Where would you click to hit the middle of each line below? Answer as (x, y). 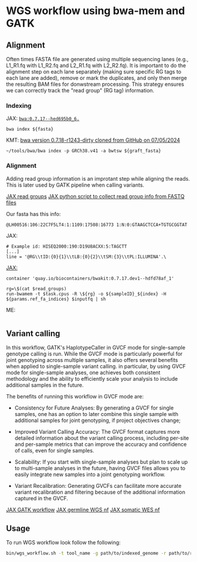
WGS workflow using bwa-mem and (96, 11)
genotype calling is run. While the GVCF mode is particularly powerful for (94, 354)
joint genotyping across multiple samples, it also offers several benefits (92, 360)
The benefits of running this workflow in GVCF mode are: (75, 397)
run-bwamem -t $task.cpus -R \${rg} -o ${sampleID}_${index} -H (86, 294)
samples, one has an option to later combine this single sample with (96, 414)
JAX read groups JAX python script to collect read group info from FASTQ (95, 196)
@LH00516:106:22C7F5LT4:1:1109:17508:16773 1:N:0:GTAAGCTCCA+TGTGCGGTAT (97, 225)
